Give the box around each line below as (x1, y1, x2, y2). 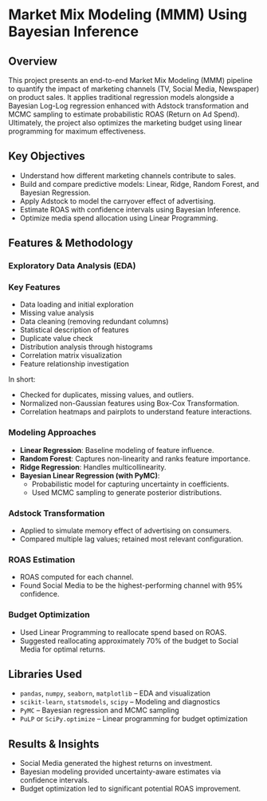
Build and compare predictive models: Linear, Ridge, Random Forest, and (19, 179, 260, 188)
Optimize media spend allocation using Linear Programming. (19, 213, 218, 223)
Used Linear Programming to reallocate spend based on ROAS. (19, 627, 227, 636)
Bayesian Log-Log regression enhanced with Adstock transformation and (8, 101, 249, 110)
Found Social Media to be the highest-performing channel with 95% (19, 581, 243, 590)
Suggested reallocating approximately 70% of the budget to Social (19, 636, 239, 645)
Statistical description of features (19, 325, 129, 335)
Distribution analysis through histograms (19, 342, 153, 352)
